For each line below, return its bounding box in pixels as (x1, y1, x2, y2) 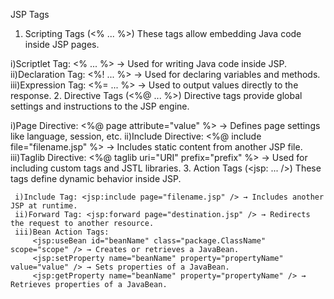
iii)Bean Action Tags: (14, 227, 110, 237)
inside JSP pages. (24, 39, 100, 50)
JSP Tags (10, 9, 50, 20)
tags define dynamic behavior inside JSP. (10, 173, 182, 184)
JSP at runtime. (10, 201, 78, 211)
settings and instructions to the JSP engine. (10, 100, 190, 112)
